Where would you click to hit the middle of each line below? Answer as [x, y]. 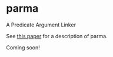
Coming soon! [23, 47]
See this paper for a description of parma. [57, 36]
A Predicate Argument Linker [41, 25]
